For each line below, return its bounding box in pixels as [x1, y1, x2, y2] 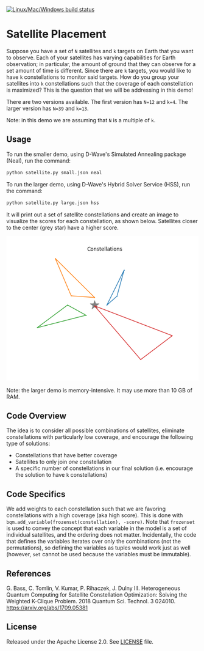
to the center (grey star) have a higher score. [6, 224, 119, 231]
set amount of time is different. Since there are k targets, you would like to [6, 67, 192, 74]
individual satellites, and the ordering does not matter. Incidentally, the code [6, 531, 197, 539]
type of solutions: [6, 440, 51, 447]
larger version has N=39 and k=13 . [6, 105, 90, 112]
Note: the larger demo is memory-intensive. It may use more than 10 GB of [6, 386, 193, 394]
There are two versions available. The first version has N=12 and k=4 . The [6, 98, 189, 105]
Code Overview [6, 410, 67, 421]
